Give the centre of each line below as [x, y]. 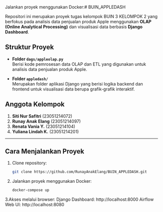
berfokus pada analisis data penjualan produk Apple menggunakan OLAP [78, 22]
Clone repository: [29, 163]
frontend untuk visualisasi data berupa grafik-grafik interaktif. [73, 89]
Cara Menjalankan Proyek [45, 151]
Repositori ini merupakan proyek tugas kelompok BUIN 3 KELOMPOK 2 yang [81, 16]
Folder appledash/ [30, 79]
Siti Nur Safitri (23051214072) [42, 116]
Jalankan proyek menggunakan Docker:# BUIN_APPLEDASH [65, 7]
